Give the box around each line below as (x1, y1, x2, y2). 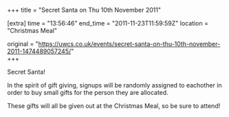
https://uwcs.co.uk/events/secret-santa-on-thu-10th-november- (38, 40, 221, 47)
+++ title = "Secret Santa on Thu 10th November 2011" (7, 6, 162, 14)
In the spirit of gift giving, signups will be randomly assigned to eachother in (7, 81, 222, 89)
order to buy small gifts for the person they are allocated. (7, 89, 168, 96)
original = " (7, 40, 39, 47)
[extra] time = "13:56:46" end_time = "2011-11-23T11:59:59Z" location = (7, 19, 208, 27)
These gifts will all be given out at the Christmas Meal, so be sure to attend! (7, 102, 221, 109)
